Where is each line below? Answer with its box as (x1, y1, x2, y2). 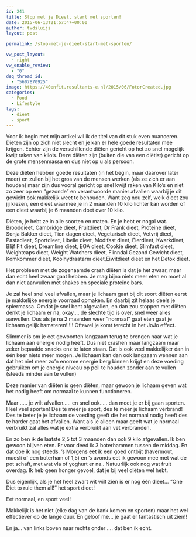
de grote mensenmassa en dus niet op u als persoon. (6, 158, 135, 165)
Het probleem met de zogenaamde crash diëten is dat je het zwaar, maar (6, 267, 182, 274)
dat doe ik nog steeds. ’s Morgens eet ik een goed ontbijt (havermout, (6, 448, 174, 455)
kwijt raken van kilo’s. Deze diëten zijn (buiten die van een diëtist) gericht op (6, 152, 190, 159)
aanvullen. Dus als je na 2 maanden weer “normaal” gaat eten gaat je (6, 315, 173, 322)
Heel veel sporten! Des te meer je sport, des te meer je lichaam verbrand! (6, 406, 183, 413)
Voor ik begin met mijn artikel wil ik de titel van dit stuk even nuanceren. (6, 133, 179, 140)
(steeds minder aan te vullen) (6, 371, 77, 378)
